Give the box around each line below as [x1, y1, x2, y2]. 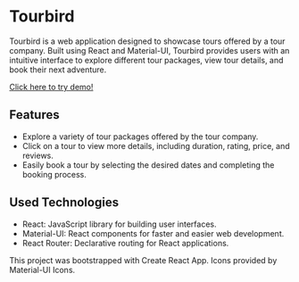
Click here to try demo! [9, 81, 94, 92]
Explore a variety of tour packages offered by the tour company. [21, 131, 259, 142]
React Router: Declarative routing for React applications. [21, 237, 229, 248]
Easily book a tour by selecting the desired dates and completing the [21, 159, 275, 170]
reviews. [21, 150, 54, 161]
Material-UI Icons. [9, 264, 76, 275]
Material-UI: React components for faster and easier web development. [21, 228, 285, 238]
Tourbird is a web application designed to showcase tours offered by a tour [9, 36, 286, 46]
